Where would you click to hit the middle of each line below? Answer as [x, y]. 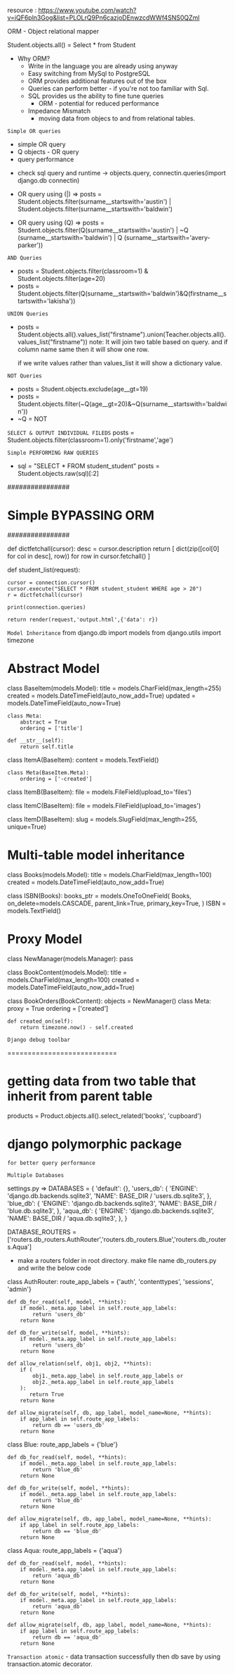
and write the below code [54, 1268]
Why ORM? [34, 58]
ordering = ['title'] [51, 728]
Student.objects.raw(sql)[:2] [58, 473]
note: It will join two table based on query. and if [158, 342]
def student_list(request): [44, 569]
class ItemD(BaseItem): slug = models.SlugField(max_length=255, [102, 819]
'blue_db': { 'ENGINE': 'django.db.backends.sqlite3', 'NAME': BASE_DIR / [112, 1203]
